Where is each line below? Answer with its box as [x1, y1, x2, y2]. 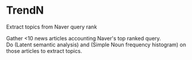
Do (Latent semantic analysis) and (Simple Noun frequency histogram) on [6, 41, 186, 48]
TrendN [6, 4, 44, 17]
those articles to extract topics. [6, 47, 82, 54]
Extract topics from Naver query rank [6, 23, 97, 30]
